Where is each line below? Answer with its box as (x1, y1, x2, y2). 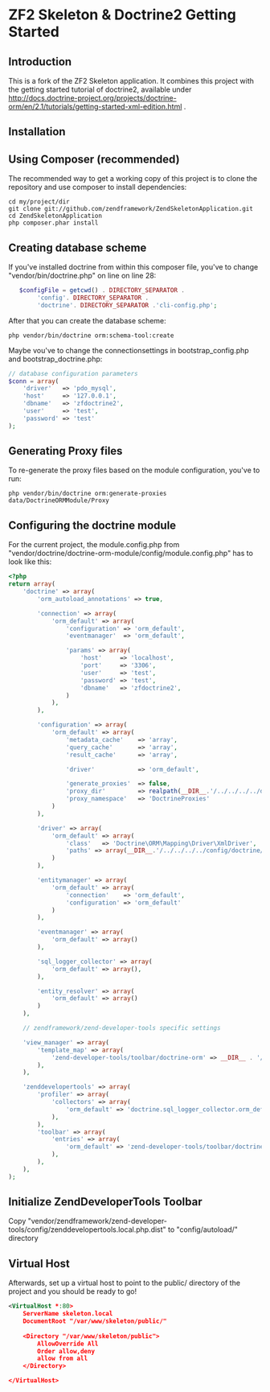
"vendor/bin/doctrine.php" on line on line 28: (8, 271, 157, 281)
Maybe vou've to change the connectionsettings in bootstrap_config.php (8, 345, 249, 355)
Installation (8, 125, 66, 138)
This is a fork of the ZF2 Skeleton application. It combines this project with (8, 76, 255, 85)
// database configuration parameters (8, 369, 138, 377)
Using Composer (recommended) (8, 152, 180, 166)
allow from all (37, 1354, 88, 1363)
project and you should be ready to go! (8, 1287, 137, 1296)
